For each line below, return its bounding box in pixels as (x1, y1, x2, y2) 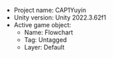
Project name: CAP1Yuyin (13, 6, 87, 14)
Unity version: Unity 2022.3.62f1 (13, 13, 106, 22)
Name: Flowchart (24, 28, 73, 36)
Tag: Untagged (24, 36, 67, 44)
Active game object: (13, 21, 71, 29)
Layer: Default (24, 43, 64, 51)
